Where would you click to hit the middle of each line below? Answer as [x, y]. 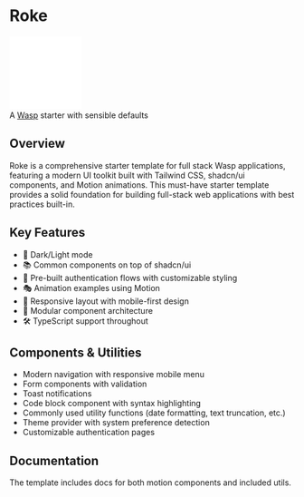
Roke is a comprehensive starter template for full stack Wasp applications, [147, 165]
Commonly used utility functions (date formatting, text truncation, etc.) [154, 413]
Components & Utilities [76, 352]
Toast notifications [57, 394]
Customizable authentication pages [89, 433]
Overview [38, 144]
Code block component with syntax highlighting [112, 404]
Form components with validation [85, 384]
